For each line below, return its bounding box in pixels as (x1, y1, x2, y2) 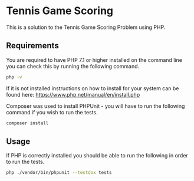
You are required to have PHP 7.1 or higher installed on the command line (6, 56, 183, 63)
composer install (6, 120, 49, 126)
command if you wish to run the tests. (6, 108, 98, 116)
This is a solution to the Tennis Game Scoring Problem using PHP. (6, 24, 166, 31)
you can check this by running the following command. (6, 62, 140, 70)
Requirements (6, 41, 59, 51)
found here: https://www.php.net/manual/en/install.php (6, 91, 140, 98)
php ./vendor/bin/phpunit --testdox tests (6, 170, 112, 176)
